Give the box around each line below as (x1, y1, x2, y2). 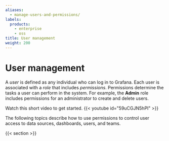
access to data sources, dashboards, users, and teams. (5, 120, 121, 126)
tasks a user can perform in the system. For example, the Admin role (5, 90, 149, 96)
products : (10, 21, 30, 27)
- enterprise (14, 26, 42, 31)
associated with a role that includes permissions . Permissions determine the (5, 84, 164, 90)
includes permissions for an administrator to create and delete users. (5, 95, 149, 101)
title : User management (5, 36, 56, 41)
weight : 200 (5, 41, 30, 46)
